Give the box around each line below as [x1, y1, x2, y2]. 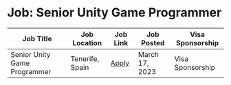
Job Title [22, 34, 52, 43]
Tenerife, [70, 53, 100, 63]
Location [72, 38, 102, 47]
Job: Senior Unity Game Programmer [7, 5, 222, 21]
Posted [140, 38, 165, 47]
